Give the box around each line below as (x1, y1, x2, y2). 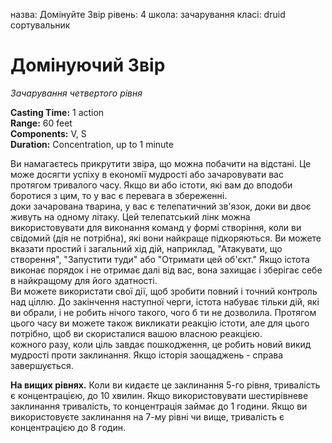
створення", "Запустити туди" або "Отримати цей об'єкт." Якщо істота (10, 253, 310, 265)
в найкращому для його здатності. (10, 274, 158, 286)
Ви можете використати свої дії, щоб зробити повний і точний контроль (10, 285, 318, 297)
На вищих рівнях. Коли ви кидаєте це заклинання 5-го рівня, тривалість (10, 379, 321, 391)
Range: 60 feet (10, 117, 73, 129)
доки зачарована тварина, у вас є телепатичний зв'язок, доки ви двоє (10, 200, 312, 212)
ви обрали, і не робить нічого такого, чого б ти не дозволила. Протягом (10, 306, 317, 318)
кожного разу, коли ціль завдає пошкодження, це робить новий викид (10, 338, 312, 350)
